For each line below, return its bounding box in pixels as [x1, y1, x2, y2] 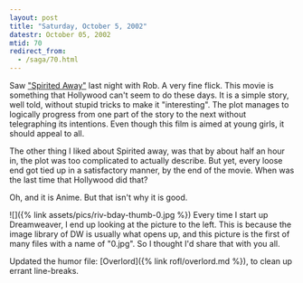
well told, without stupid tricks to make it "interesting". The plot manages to [9, 99, 289, 109]
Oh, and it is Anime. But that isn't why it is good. [9, 192, 188, 203]
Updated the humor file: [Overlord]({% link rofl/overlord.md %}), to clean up [9, 256, 292, 267]
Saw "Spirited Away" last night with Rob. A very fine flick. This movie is [9, 80, 274, 90]
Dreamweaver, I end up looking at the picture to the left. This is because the [9, 219, 292, 230]
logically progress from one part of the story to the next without [9, 109, 247, 119]
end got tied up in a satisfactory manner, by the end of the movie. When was [9, 165, 295, 175]
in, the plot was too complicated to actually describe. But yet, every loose [9, 156, 283, 165]
